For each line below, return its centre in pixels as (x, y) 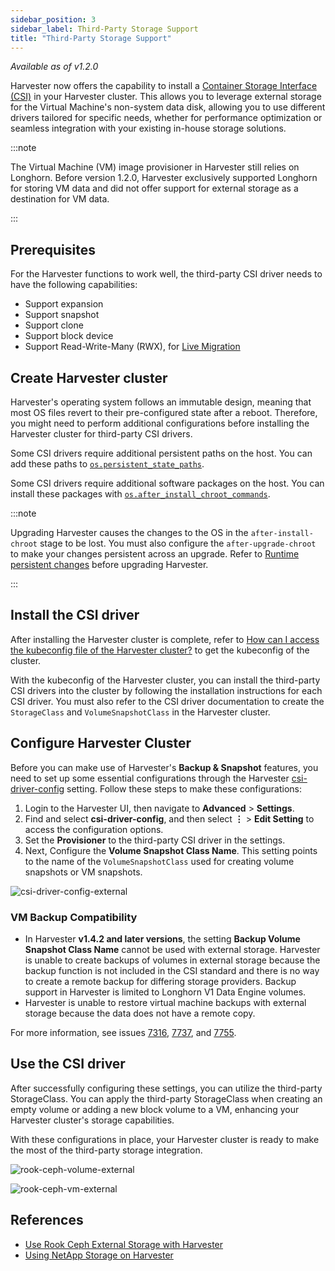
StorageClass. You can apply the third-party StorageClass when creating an (166, 1098)
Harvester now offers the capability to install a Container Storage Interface (164, 86)
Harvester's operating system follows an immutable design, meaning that (161, 402)
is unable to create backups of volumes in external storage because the (172, 960)
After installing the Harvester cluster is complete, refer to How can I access (165, 639)
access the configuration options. (94, 829)
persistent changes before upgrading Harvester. (109, 564)
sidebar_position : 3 (53, 19)
